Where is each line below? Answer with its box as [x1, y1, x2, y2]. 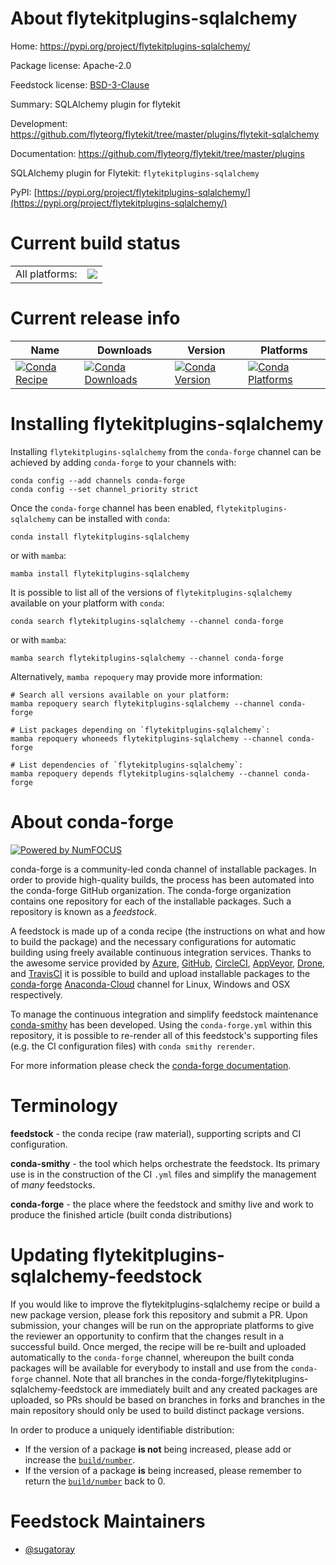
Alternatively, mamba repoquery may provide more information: [10, 670, 263, 682]
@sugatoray [24, 1543, 76, 1555]
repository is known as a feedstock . [10, 905, 158, 917]
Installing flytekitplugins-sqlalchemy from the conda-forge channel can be [10, 445, 322, 457]
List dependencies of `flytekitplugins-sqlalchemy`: [19, 760, 244, 770]
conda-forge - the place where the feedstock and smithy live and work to [10, 1198, 314, 1210]
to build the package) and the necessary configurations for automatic [10, 935, 297, 947]
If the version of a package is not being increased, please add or [24, 1443, 292, 1455]
